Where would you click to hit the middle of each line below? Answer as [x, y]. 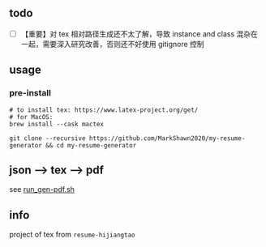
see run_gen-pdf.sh [42, 190]
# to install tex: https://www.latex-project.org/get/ [104, 110]
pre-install [30, 93]
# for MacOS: [31, 117]
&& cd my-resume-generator [91, 145]
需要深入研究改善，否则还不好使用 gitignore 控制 [124, 44]
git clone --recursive [47, 138]
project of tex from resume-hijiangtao [72, 235]
